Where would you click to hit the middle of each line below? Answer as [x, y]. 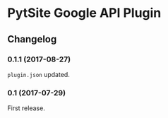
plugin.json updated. [39, 74]
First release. [26, 108]
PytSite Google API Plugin [84, 13]
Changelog [32, 39]
